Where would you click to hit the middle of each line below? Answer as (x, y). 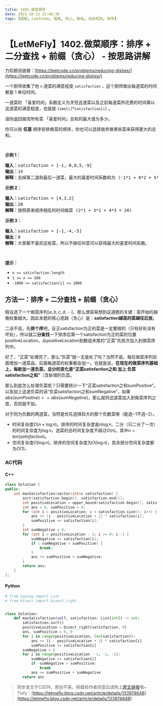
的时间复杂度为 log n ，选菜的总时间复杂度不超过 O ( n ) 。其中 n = (73, 430)
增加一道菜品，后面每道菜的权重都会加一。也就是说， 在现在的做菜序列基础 (83, 363)
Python (13, 586)
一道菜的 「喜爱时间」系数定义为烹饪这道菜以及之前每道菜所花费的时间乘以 (80, 103)
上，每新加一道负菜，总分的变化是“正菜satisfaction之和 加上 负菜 (70, 369)
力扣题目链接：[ (21, 70)
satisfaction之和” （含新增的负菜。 (40, 375)
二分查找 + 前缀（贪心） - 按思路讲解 (78, 56)
